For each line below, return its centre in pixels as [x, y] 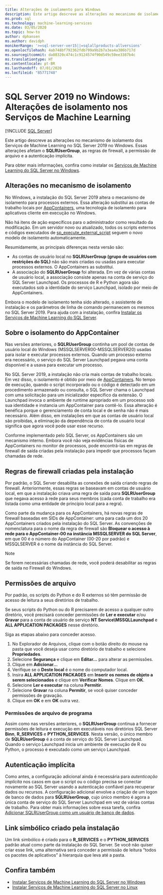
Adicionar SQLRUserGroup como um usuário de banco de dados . [70, 813]
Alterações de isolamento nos [66, 107]
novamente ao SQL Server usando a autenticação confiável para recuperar [80, 787]
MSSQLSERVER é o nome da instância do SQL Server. [59, 544]
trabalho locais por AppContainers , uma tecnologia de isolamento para [76, 207]
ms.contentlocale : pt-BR [30, 64]
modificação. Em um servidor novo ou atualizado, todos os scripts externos [81, 227]
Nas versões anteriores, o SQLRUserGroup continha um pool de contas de [80, 344]
